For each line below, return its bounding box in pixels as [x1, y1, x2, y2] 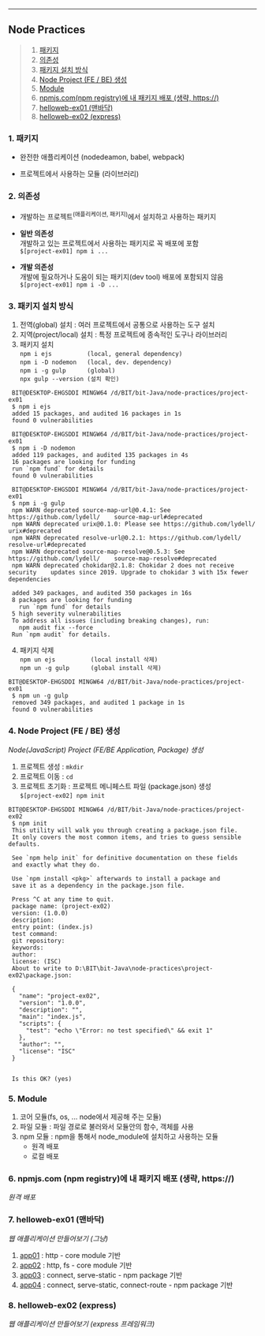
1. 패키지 [8, 133, 39, 144]
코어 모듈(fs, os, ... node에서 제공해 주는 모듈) [19, 1112, 162, 1121]
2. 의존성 [8, 191, 41, 202]
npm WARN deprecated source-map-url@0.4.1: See [11, 507, 171, 515]
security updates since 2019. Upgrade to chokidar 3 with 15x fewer [8, 569, 248, 577]
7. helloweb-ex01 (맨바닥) [8, 1214, 105, 1226]
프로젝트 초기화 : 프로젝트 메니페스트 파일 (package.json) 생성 [19, 781, 211, 791]
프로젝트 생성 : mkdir [19, 762, 84, 771]
